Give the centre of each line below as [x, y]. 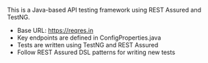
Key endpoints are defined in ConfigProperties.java [89, 38]
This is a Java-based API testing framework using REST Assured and [104, 10]
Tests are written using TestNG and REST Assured [88, 45]
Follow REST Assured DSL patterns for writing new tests [96, 52]
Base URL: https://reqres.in [55, 30]
